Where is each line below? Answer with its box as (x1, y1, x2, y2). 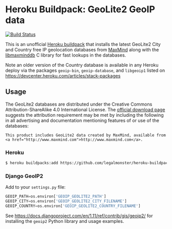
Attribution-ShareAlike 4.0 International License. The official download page (5, 106, 165, 113)
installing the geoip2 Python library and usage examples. (5, 218, 124, 224)
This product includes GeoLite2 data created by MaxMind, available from (5, 133, 166, 138)
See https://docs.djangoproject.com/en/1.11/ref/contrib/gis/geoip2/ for (5, 213, 153, 219)
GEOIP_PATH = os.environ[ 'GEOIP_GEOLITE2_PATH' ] (5, 194, 106, 199)
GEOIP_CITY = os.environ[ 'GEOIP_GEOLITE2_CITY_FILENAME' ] (5, 199, 127, 204)
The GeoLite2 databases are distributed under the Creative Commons (5, 101, 153, 107)
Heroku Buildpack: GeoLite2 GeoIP (5, 4, 155, 15)
